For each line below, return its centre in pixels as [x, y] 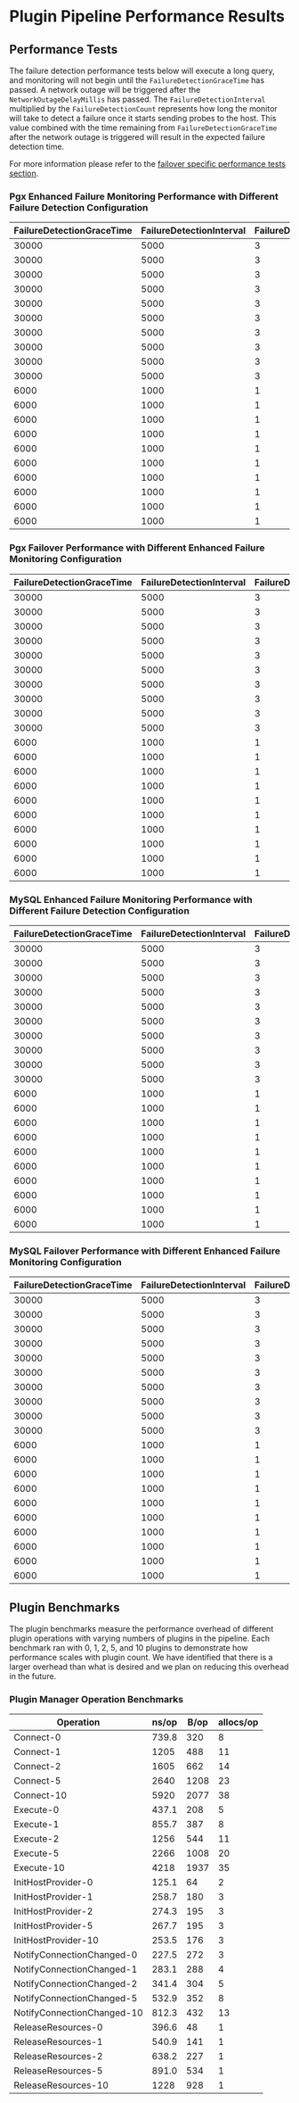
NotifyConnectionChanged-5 [76, 1999]
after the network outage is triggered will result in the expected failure [137, 137]
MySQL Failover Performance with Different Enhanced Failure [145, 1251]
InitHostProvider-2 [53, 1911]
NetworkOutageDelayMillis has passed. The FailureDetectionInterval [137, 99]
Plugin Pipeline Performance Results [147, 17]
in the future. [33, 1676]
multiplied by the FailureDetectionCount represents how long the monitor [143, 108]
